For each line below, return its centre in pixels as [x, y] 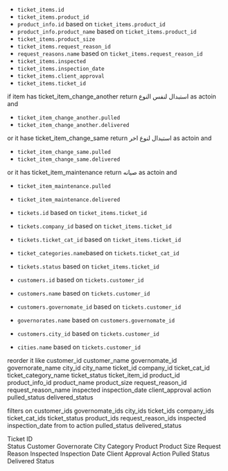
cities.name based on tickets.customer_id [79, 347]
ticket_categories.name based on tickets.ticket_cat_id [98, 253]
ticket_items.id [41, 10]
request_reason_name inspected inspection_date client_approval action [109, 390]
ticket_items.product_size [56, 40]
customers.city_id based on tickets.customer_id [88, 334]
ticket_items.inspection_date [61, 69]
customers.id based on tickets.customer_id [80, 280]
